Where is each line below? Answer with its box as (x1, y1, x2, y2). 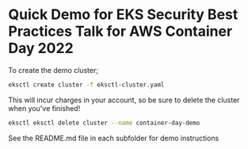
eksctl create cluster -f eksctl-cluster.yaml (8, 81, 165, 89)
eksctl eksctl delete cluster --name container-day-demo (8, 119, 200, 127)
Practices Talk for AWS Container (8, 22, 233, 40)
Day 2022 (8, 40, 74, 57)
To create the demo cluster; (8, 65, 99, 74)
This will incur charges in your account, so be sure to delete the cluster (8, 95, 240, 105)
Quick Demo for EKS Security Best (8, 6, 238, 24)
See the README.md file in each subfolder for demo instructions (8, 133, 219, 143)
